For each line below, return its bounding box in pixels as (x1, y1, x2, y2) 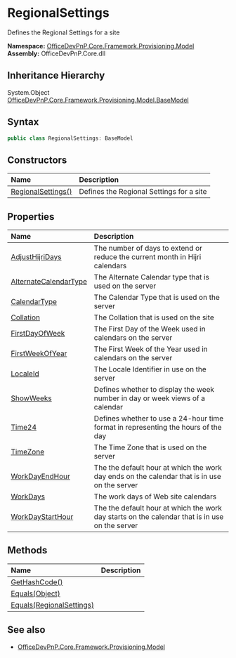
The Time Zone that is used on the (93, 442, 207, 452)
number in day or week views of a (93, 393, 206, 403)
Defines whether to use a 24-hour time (93, 414, 223, 423)
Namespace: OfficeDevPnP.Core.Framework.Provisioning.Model (7, 41, 195, 50)
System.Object (7, 88, 50, 96)
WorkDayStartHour (11, 512, 74, 522)
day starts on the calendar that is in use (93, 512, 224, 522)
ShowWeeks (11, 393, 52, 403)
